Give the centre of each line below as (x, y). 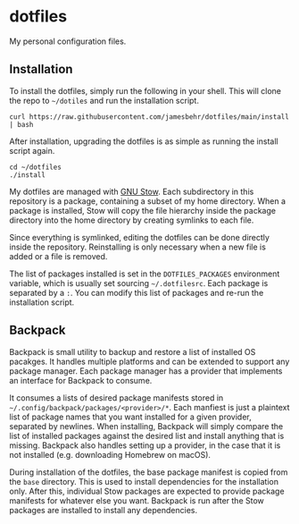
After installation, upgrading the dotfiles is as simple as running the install (144, 141)
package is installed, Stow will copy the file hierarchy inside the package (143, 210)
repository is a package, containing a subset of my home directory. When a (147, 201)
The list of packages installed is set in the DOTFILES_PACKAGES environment (145, 274)
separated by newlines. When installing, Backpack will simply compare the (146, 426)
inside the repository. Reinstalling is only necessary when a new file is (137, 247)
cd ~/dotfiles (36, 167)
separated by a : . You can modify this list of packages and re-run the (137, 292)
